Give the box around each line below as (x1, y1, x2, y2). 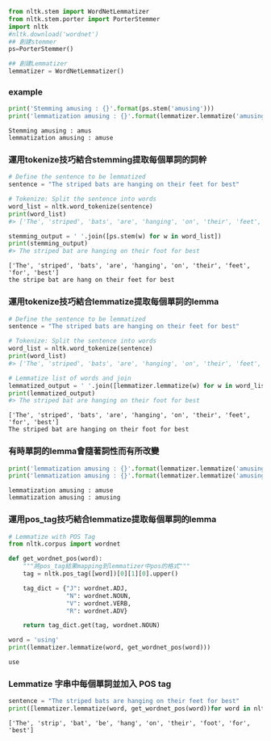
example (8, 86, 43, 97)
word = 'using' (8, 636, 60, 644)
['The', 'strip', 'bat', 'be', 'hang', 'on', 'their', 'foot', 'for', (8, 719, 251, 727)
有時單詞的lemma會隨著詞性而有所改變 (8, 445, 160, 457)
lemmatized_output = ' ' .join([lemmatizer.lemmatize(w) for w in (8, 381, 232, 389)
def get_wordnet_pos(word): (8, 554, 103, 563)
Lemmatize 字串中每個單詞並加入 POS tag (8, 679, 172, 690)
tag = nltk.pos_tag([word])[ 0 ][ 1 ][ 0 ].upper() (23, 570, 179, 578)
